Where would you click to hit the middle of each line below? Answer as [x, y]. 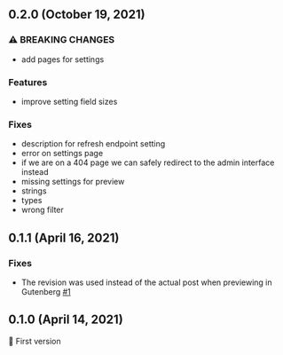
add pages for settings [63, 59]
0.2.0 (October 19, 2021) [77, 15]
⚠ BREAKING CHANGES [62, 40]
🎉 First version [35, 341]
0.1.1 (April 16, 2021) [64, 237]
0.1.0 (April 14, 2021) [66, 320]
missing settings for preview [73, 182]
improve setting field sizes [69, 101]
